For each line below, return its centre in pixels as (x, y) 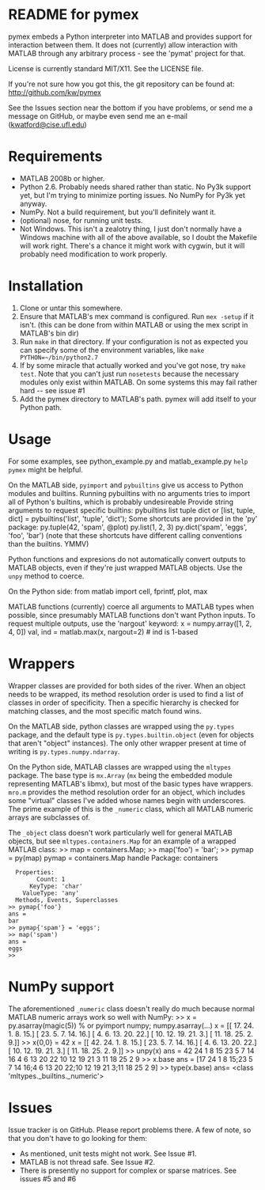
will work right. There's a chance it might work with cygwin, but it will (132, 245)
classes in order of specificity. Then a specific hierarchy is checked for (124, 703)
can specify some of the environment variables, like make (112, 350)
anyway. (33, 203)
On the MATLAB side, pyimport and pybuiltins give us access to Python (126, 485)
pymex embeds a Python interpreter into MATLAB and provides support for (131, 36)
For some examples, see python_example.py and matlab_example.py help (128, 461)
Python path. (40, 407)
